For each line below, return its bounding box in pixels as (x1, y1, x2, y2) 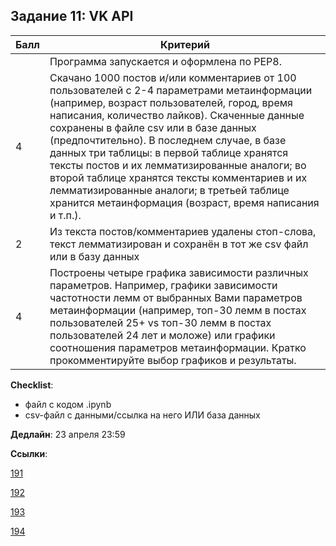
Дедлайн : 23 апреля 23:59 (10, 428, 126, 440)
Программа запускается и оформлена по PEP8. (49, 54, 282, 68)
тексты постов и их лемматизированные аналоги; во (49, 158, 307, 172)
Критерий (160, 37, 210, 51)
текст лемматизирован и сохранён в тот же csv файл (49, 237, 309, 251)
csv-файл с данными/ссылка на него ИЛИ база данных (24, 409, 261, 421)
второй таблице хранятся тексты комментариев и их (49, 170, 308, 184)
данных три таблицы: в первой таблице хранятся (49, 145, 289, 159)
